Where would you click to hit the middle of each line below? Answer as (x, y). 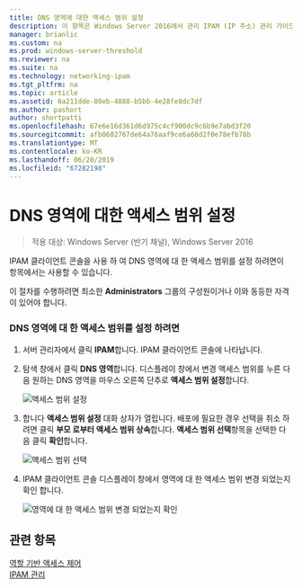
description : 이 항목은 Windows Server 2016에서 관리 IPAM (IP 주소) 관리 (141, 26)
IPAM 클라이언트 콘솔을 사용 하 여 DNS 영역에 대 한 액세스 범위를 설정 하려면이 (147, 261)
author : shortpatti (46, 118)
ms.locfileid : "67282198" (58, 168)
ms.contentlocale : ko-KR (56, 151)
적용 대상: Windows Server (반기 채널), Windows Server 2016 (142, 242)
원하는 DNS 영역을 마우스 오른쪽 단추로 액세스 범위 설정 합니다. (141, 379)
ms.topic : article (44, 93)
